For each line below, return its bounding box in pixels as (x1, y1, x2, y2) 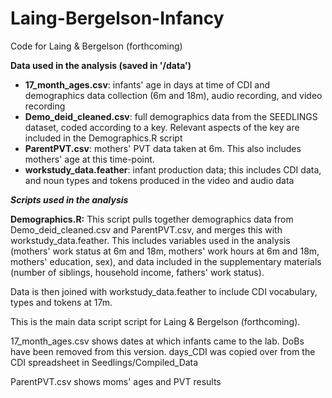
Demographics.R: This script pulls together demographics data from (10, 213, 294, 225)
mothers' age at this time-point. (24, 153, 155, 165)
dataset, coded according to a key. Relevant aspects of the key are (24, 121, 300, 133)
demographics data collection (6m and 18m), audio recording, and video (24, 89, 323, 101)
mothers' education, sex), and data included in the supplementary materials (10, 255, 322, 267)
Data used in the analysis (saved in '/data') (10, 59, 192, 71)
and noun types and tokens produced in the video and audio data (24, 174, 295, 186)
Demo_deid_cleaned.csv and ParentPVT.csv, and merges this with (10, 223, 283, 236)
